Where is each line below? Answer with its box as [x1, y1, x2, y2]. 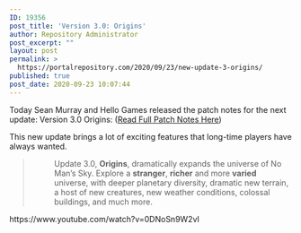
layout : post [9, 47, 58, 56]
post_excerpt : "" [9, 38, 75, 47]
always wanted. [9, 141, 67, 151]
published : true [9, 72, 70, 81]
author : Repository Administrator [9, 30, 139, 39]
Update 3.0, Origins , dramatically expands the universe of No [53, 158, 282, 168]
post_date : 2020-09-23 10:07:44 [9, 80, 130, 89]
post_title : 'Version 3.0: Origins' [9, 22, 146, 30]
